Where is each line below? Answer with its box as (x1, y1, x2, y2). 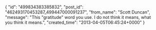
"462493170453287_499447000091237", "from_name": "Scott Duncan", (5, 9, 150, 15)
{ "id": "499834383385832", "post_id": (5, 4, 84, 10)
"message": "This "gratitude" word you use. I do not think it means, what (5, 15, 151, 20)
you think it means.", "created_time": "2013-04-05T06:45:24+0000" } (5, 19, 145, 25)
